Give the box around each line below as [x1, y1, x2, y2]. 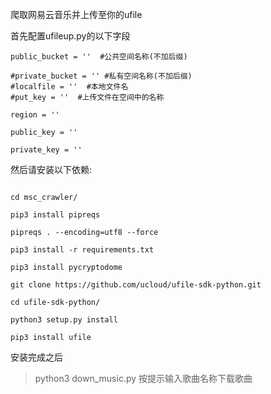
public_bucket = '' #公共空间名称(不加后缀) [10, 52, 188, 62]
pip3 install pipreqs [10, 210, 101, 220]
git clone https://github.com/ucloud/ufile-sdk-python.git [10, 280, 262, 290]
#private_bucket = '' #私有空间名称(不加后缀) [10, 71, 193, 81]
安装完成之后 [10, 351, 63, 363]
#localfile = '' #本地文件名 [10, 82, 129, 92]
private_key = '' [10, 145, 83, 155]
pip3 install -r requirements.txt [10, 245, 155, 255]
